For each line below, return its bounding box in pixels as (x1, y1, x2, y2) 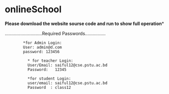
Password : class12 (27, 85, 71, 90)
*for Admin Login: (23, 40, 62, 45)
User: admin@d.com (23, 44, 62, 50)
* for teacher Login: (27, 58, 73, 63)
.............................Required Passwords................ (5, 30, 106, 36)
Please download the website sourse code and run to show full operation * (5, 20, 164, 27)
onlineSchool (5, 4, 62, 15)
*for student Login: (27, 76, 71, 81)
